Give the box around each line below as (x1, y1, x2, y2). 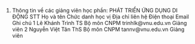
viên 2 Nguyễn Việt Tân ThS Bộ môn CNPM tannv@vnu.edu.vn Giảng (12, 26, 185, 33)
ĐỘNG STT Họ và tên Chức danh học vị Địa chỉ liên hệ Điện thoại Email (12, 13, 190, 20)
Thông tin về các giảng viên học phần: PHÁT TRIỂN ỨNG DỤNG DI (12, 7, 178, 14)
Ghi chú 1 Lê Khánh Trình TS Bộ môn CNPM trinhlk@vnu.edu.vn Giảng (12, 20, 187, 26)
